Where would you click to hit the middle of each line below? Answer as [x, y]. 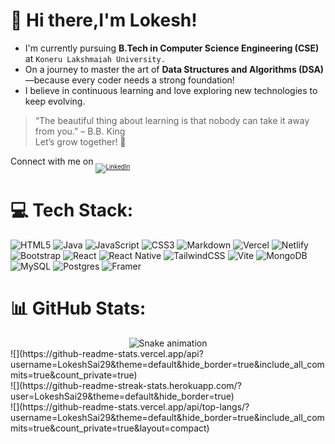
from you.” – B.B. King [80, 131]
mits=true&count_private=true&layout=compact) [110, 428]
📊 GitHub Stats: [78, 308]
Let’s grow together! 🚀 [80, 141]
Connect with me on [52, 161]
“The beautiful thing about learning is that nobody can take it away [172, 120]
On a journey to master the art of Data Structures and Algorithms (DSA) [174, 69]
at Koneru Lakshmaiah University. [95, 58]
